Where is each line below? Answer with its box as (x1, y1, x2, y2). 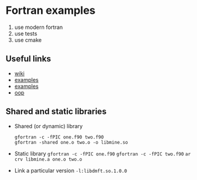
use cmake (14, 36, 42, 43)
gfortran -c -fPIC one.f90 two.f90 (14, 134, 104, 140)
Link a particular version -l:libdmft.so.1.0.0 (14, 167, 128, 174)
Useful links (5, 54, 52, 64)
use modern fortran (14, 23, 63, 31)
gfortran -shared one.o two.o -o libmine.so (14, 139, 128, 145)
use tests (14, 29, 37, 37)
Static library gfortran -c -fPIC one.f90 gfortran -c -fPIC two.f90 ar (14, 150, 191, 157)
